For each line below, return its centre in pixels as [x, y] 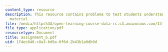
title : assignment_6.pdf [31, 38]
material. [20, 19]
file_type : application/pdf [34, 28]
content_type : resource [30, 10]
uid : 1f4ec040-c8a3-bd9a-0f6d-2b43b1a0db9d [51, 42]
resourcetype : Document [30, 33]
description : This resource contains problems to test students [73, 14]
